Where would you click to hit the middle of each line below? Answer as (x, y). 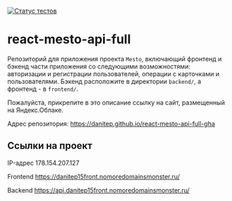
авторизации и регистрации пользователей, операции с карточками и (114, 73)
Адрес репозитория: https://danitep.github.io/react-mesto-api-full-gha (111, 123)
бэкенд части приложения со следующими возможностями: (99, 66)
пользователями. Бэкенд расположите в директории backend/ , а (104, 81)
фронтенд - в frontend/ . (43, 89)
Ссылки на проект (50, 146)
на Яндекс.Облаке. (35, 110)
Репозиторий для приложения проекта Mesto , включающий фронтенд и (115, 59)
